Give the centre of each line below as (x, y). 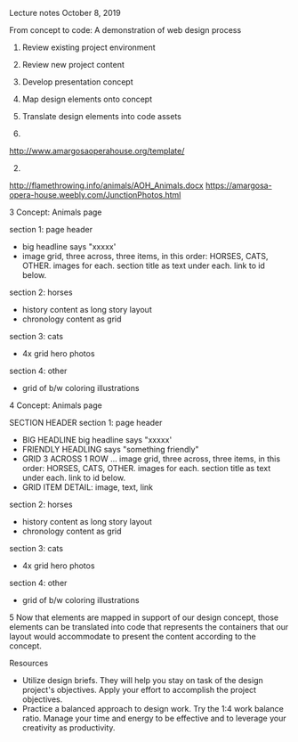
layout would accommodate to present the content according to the (133, 636)
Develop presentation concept (77, 82)
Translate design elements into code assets (102, 116)
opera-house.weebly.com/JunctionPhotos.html (95, 195)
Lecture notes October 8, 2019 (65, 13)
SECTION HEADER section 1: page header (86, 423)
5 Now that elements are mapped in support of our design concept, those (144, 617)
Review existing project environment (89, 47)
